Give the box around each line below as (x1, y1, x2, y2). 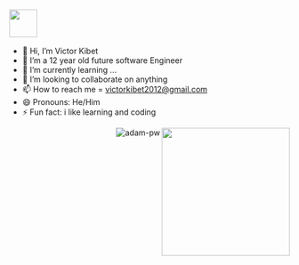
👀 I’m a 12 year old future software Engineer (21, 55, 183, 66)
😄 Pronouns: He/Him (21, 97, 101, 108)
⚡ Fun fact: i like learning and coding (21, 107, 157, 117)
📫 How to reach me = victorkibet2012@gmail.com (21, 84, 207, 95)
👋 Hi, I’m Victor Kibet (21, 45, 99, 57)
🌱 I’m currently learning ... (21, 65, 117, 76)
